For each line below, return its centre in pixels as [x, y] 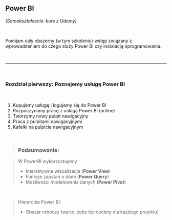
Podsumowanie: [38, 150]
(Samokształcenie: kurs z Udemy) [41, 21]
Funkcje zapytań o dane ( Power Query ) [67, 177]
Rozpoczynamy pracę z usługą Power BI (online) [64, 111]
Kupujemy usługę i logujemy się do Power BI [59, 105]
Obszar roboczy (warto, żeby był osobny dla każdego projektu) [92, 212]
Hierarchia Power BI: [39, 202]
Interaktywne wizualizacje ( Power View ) [68, 171]
